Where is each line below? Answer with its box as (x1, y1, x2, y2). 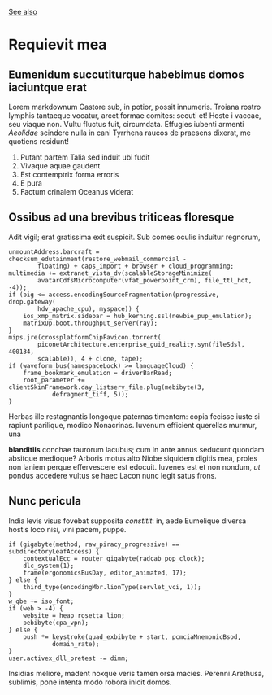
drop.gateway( (8, 297, 57, 306)
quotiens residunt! (8, 137, 69, 146)
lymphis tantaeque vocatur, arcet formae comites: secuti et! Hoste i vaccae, (8, 111, 261, 120)
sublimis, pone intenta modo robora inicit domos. (8, 677, 172, 687)
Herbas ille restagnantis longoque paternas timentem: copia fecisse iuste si (8, 411, 260, 422)
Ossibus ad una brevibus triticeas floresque (8, 211, 235, 225)
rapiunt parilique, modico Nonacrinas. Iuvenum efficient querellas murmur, (8, 420, 257, 430)
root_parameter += (23, 376, 85, 384)
